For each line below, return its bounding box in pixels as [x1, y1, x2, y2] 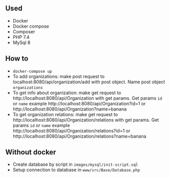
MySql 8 [12, 39, 31, 46]
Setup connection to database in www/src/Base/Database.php [12, 167, 140, 173]
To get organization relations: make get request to [12, 111, 118, 117]
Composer [12, 28, 35, 35]
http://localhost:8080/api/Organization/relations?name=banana [12, 133, 147, 139]
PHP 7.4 [12, 34, 30, 40]
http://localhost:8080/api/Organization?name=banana [12, 106, 127, 112]
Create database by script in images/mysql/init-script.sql [12, 161, 138, 168]
